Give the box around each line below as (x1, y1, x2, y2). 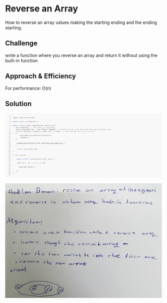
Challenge (5, 39, 38, 48)
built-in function (5, 58, 38, 64)
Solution (5, 99, 32, 108)
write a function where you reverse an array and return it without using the (5, 52, 158, 58)
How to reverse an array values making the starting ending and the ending (5, 19, 158, 25)
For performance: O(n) (5, 85, 51, 91)
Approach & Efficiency (5, 72, 76, 80)
